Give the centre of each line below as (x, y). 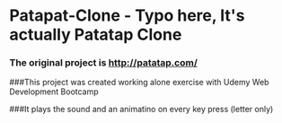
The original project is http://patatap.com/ (103, 63)
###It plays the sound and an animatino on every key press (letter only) (141, 110)
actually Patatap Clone (96, 35)
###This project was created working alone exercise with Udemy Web (139, 83)
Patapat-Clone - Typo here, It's (127, 16)
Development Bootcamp (54, 92)
